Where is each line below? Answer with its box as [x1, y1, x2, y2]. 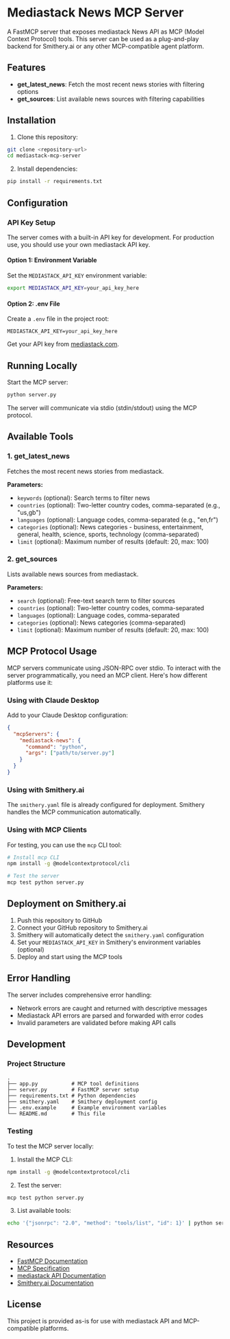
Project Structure [7, 1059, 66, 1068]
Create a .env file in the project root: [7, 315, 110, 323]
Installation [7, 114, 56, 126]
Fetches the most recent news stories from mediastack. [7, 467, 164, 475]
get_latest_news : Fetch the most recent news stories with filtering [16, 80, 205, 88]
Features [7, 62, 46, 73]
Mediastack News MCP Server [7, 5, 184, 21]
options [16, 87, 39, 95]
